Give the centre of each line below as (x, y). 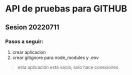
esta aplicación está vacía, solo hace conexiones (68, 67)
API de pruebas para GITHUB (66, 9)
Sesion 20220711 (32, 27)
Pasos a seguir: (24, 41)
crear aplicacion (29, 52)
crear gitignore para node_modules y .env (55, 57)
